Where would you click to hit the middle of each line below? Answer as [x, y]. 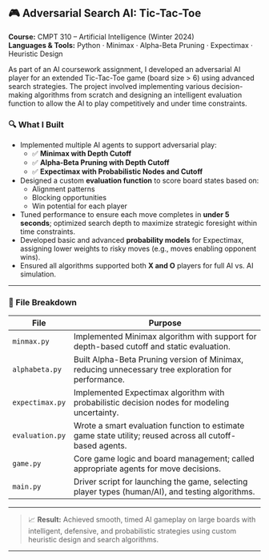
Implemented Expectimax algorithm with [149, 393]
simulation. [38, 274]
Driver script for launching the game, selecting [161, 481]
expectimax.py [39, 403]
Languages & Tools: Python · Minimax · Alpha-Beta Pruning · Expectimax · [131, 45]
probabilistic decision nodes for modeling [151, 403]
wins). [30, 257]
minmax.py [31, 342]
